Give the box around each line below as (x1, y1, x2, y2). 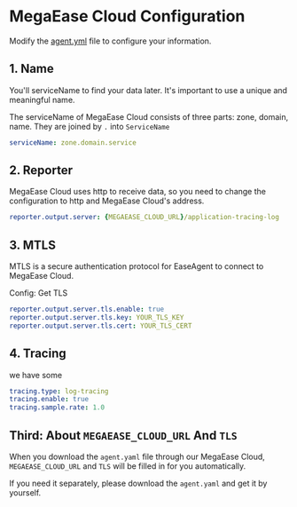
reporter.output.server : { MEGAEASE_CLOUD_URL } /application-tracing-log (9, 213, 279, 222)
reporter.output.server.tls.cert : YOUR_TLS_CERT (9, 321, 192, 330)
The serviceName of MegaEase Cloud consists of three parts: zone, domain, (9, 111, 289, 122)
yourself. (9, 487, 42, 498)
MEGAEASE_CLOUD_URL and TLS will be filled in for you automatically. (9, 461, 246, 471)
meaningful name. (9, 94, 75, 105)
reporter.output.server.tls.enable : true (9, 305, 165, 314)
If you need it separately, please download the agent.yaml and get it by (9, 478, 268, 488)
